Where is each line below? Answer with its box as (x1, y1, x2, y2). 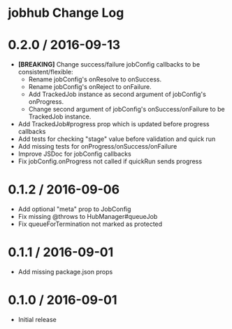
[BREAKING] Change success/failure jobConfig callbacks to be (17, 60, 201, 69)
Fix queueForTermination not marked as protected (17, 220, 163, 229)
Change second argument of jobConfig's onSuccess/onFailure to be (28, 105, 226, 114)
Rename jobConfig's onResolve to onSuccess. (28, 75, 162, 83)
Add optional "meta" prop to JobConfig (17, 205, 131, 213)
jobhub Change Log (8, 5, 124, 21)
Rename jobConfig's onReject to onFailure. (28, 83, 152, 91)
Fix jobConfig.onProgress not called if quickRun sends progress (17, 157, 202, 166)
